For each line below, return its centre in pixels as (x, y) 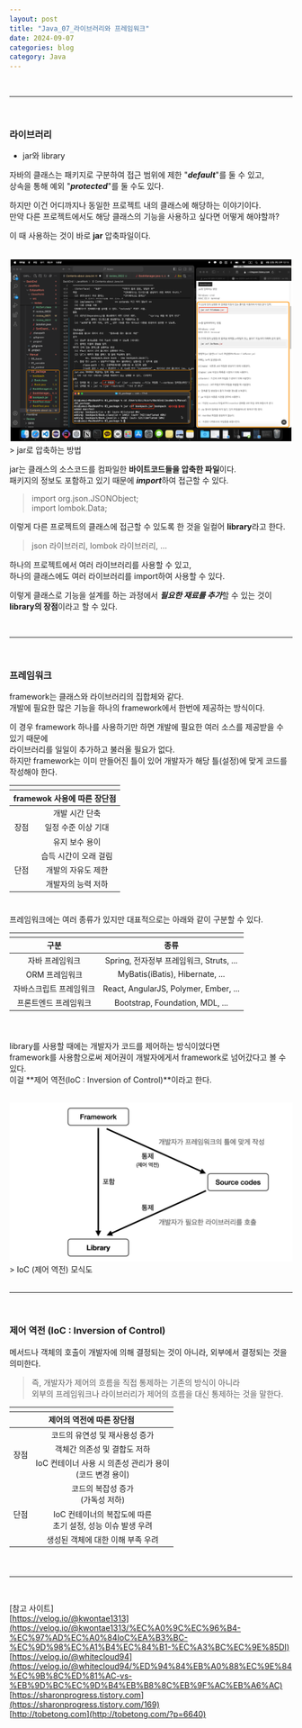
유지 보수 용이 (77, 841)
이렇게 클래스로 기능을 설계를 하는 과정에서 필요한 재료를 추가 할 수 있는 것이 (141, 595)
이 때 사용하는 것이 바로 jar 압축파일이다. (80, 236)
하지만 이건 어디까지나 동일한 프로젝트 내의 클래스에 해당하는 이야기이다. (135, 205)
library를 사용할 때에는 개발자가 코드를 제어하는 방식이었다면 (115, 1045)
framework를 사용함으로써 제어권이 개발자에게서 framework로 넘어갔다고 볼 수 (148, 1057)
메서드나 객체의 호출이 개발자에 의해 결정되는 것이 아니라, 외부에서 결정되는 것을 (148, 1352)
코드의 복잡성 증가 (103, 1488)
